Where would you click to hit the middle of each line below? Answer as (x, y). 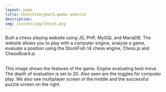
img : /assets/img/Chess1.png (35, 24)
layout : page (19, 10)
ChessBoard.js (20, 54)
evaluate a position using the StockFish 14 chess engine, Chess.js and (77, 48)
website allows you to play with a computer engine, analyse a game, (75, 43)
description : (19, 19)
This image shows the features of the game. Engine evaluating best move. (81, 69)
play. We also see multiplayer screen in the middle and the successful (77, 79)
